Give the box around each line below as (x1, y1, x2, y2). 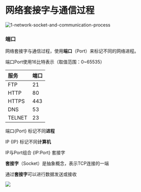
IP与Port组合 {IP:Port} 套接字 (5, 150, 65, 156)
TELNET (8, 114, 27, 121)
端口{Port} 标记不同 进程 (5, 128, 55, 134)
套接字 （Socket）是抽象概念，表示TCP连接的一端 (5, 160, 109, 167)
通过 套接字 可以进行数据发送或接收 (5, 171, 77, 177)
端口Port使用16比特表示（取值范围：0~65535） (5, 59, 105, 65)
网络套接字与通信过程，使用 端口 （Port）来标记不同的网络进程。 (5, 48, 139, 54)
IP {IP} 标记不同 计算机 (5, 139, 51, 145)
